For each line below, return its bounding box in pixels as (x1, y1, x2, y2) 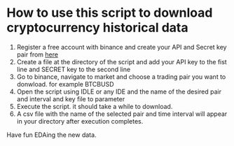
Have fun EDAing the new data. (6, 131, 97, 139)
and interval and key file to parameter (16, 94, 125, 103)
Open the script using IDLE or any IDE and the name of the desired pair (16, 87, 222, 96)
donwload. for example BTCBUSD (16, 80, 114, 88)
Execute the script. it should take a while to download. (16, 102, 173, 110)
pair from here (16, 50, 59, 59)
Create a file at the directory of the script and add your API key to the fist (16, 57, 227, 66)
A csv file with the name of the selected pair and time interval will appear (16, 110, 228, 118)
